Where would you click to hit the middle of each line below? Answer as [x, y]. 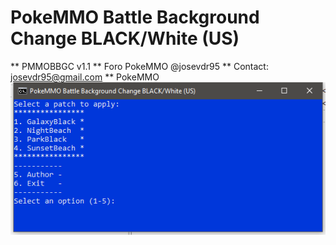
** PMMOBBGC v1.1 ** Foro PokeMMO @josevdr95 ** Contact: [139, 66]
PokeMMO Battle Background [135, 17]
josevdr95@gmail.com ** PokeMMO [85, 77]
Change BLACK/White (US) [125, 38]
